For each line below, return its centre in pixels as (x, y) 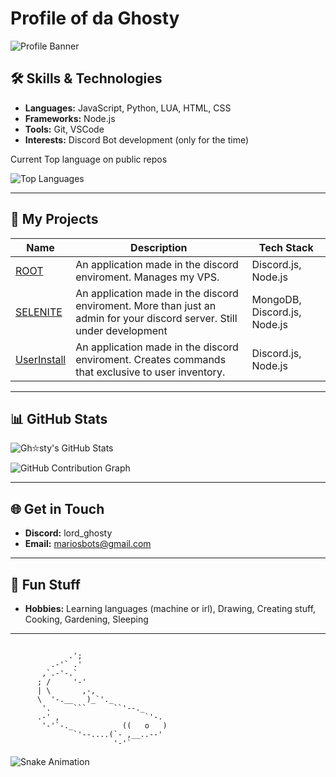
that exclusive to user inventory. (150, 372)
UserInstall (41, 359)
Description (159, 247)
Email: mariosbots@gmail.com (88, 544)
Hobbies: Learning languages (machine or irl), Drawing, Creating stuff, (170, 608)
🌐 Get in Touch (57, 508)
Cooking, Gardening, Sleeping (86, 619)
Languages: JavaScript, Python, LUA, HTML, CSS (128, 108)
